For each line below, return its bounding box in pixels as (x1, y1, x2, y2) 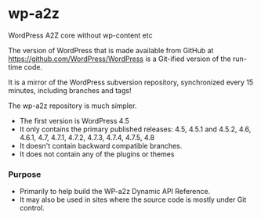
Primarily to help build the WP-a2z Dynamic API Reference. (19, 187, 211, 196)
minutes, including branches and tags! (8, 85, 132, 95)
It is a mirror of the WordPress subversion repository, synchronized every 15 (8, 77, 254, 87)
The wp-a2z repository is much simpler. (8, 101, 137, 110)
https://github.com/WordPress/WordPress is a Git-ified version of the (8, 54, 231, 63)
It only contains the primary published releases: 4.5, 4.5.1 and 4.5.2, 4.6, (19, 124, 252, 134)
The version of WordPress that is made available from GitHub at (8, 45, 214, 55)
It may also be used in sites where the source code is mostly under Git (19, 195, 247, 204)
